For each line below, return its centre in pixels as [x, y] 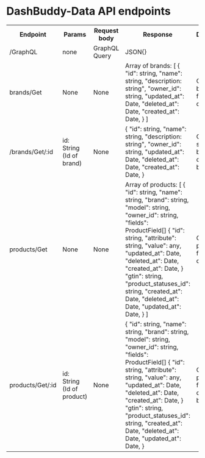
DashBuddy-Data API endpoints [88, 11]
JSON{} [136, 52]
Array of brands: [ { [152, 65]
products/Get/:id [33, 385]
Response [158, 34]
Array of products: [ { [155, 184]
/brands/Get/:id [31, 152]
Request [106, 30]
